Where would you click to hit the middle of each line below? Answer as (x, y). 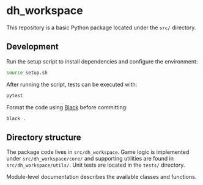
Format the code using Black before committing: (67, 107)
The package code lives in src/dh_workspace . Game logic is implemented (98, 152)
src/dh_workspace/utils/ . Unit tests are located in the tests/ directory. (96, 165)
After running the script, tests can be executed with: (72, 84)
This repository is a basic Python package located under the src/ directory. (101, 27)
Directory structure (44, 137)
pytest (15, 95)
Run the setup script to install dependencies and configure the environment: (102, 61)
